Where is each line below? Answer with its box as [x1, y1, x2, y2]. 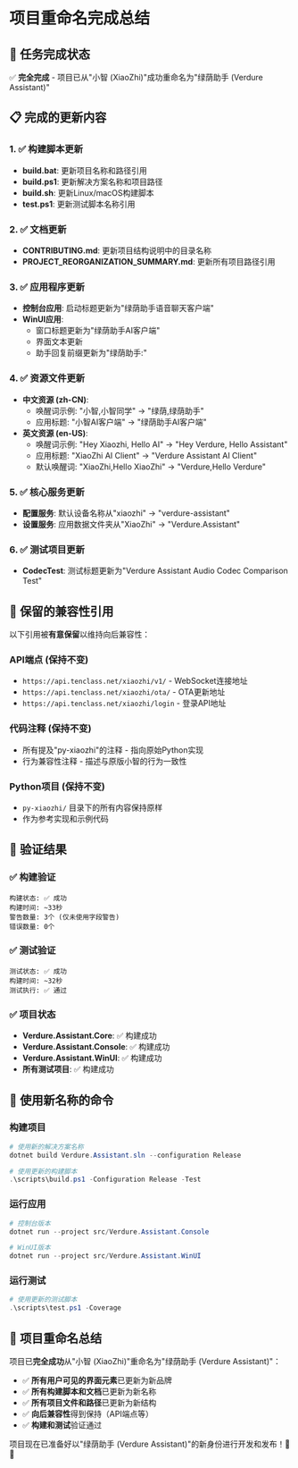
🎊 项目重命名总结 [9, 1330, 103, 1346]
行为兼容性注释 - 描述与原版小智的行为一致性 [21, 755, 187, 766]
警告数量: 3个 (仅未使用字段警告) [9, 913, 120, 922]
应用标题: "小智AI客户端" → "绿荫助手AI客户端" [35, 417, 207, 427]
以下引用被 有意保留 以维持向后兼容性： [9, 629, 150, 639]
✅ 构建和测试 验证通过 [21, 1420, 103, 1430]
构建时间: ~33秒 [9, 903, 63, 912]
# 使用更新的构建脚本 [9, 1167, 78, 1176]
